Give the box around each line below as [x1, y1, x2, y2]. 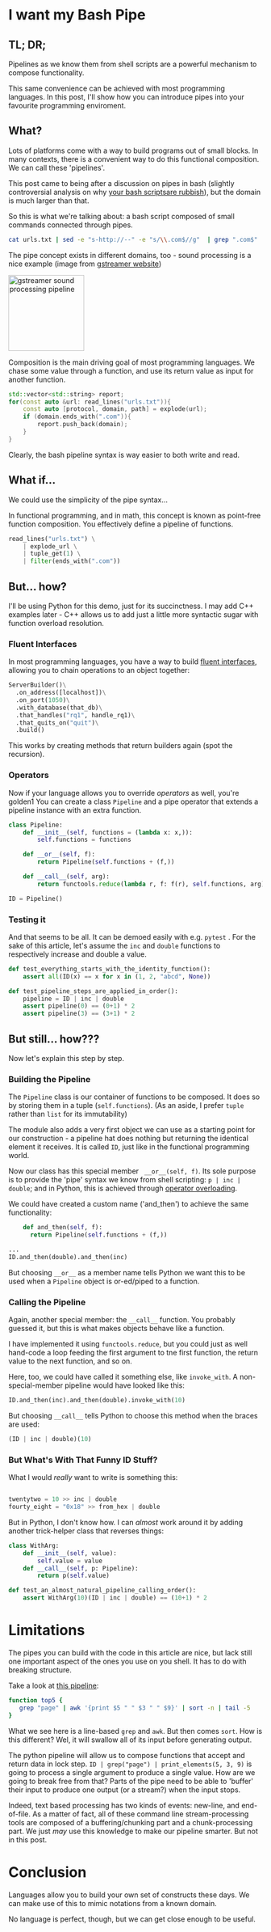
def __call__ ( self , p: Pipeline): [23, 1564, 139, 1572]
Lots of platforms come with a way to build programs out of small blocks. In [8, 146, 259, 155]
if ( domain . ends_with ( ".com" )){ [23, 412, 131, 421]
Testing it [8, 914, 46, 925]
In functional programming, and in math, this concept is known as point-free [8, 510, 261, 520]
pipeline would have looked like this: [64, 1380, 186, 1390]
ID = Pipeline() [8, 894, 63, 903]
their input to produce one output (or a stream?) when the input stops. [8, 1785, 241, 1795]
